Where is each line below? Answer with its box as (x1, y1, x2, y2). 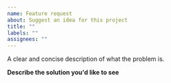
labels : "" (7, 29, 39, 37)
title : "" (7, 23, 36, 30)
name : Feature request (7, 10, 72, 17)
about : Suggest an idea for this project (7, 17, 128, 24)
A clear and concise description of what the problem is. (7, 55, 165, 63)
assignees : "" (7, 36, 48, 43)
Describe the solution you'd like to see (7, 68, 119, 77)
